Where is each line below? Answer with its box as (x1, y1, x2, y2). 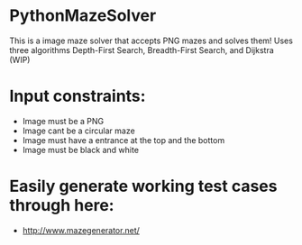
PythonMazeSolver (9, 5, 157, 26)
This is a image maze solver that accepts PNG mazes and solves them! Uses (9, 35, 293, 46)
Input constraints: (9, 86, 146, 106)
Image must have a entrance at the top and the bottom (22, 134, 225, 145)
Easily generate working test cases (9, 177, 278, 196)
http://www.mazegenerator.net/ (22, 224, 140, 235)
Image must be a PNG (22, 115, 105, 126)
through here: (9, 195, 114, 216)
